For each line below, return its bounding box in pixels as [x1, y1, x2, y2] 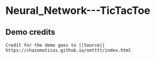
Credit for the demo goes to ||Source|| [5, 42, 106, 48]
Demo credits [5, 27, 56, 37]
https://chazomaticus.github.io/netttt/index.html [5, 47, 131, 53]
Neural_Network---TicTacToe [5, 4, 151, 17]
